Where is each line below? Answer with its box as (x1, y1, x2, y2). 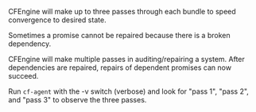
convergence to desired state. (8, 15, 107, 25)
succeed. (8, 71, 39, 80)
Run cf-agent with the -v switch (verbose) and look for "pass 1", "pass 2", (8, 87, 249, 96)
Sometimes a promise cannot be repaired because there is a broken (8, 31, 231, 40)
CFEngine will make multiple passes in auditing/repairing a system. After (8, 55, 245, 64)
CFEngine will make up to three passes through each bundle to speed (8, 7, 236, 16)
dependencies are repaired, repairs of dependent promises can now (8, 63, 232, 72)
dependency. (8, 39, 52, 48)
